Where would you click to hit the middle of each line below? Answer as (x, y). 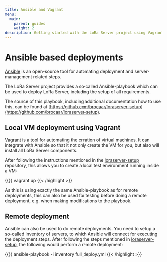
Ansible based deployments (64, 58)
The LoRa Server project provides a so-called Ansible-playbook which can (82, 86)
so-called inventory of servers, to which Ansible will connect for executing (81, 234)
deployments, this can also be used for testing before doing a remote (76, 195)
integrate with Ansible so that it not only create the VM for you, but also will (82, 145)
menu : (11, 14)
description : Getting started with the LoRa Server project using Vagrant (84, 33)
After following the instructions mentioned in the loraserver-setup (72, 160)
